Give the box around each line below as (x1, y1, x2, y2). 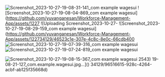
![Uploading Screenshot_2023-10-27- (40, 20, 118, 26)
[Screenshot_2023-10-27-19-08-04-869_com (5, 10, 99, 16)
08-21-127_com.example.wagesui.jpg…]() (5, 62, 90, 67)
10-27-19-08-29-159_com (5, 26, 58, 32)
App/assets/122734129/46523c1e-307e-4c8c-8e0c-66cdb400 (5, 36, 135, 42)
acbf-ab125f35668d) (5, 67, 48, 73)
